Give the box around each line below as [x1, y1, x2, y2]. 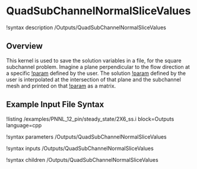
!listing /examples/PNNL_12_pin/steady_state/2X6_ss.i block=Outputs [6, 115, 174, 123]
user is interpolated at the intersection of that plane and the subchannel [6, 76, 181, 83]
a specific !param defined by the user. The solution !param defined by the [6, 70, 186, 77]
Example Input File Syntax [6, 99, 104, 109]
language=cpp [6, 121, 42, 129]
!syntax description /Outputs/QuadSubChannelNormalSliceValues [6, 24, 166, 31]
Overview [6, 41, 43, 51]
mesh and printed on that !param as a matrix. [6, 82, 116, 89]
